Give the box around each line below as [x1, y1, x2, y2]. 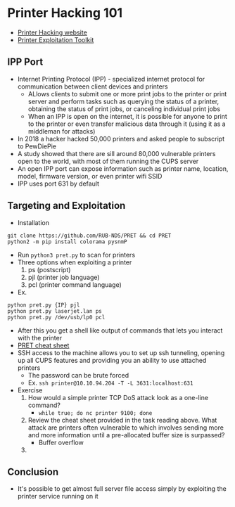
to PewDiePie [17, 142, 56, 150]
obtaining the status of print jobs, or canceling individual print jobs [27, 104, 220, 113]
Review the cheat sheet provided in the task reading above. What [27, 416, 217, 424]
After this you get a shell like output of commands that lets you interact [17, 326, 223, 335]
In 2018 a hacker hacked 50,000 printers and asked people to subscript [17, 134, 225, 143]
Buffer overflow [38, 438, 84, 447]
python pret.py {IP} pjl [7, 301, 80, 309]
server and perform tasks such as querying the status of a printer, [27, 97, 220, 105]
